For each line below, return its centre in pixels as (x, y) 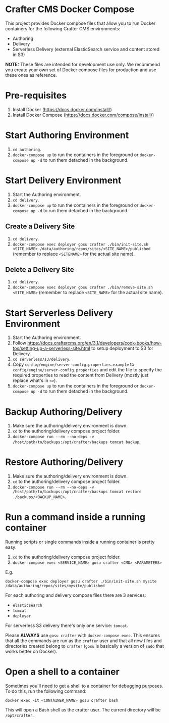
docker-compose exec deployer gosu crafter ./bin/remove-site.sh (82, 287)
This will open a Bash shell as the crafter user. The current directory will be (83, 710)
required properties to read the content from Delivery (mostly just (80, 375)
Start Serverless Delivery (59, 313)
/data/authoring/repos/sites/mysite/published (55, 586)
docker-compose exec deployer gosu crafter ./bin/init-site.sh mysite (81, 582)
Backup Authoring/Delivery (64, 412)
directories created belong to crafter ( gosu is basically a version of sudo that (84, 646)
